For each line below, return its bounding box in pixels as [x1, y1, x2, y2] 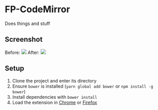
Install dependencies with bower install [12, 94, 98, 100]
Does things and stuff [5, 20, 51, 26]
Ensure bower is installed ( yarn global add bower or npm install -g [12, 83, 153, 89]
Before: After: [5, 49, 39, 56]
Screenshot [5, 35, 43, 44]
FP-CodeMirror [5, 4, 70, 15]
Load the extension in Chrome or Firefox [12, 99, 98, 105]
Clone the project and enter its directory [12, 77, 97, 84]
